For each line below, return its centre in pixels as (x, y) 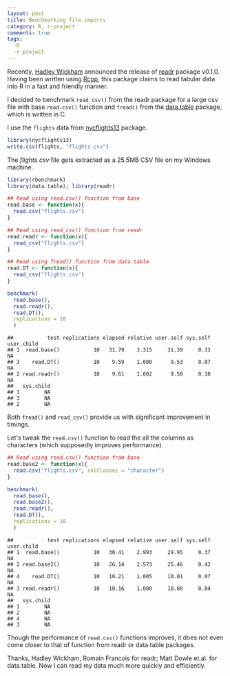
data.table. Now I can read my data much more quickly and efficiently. (106, 665)
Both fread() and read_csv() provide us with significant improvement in (109, 417)
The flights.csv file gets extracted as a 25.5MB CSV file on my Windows (109, 160)
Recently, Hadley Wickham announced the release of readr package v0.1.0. (114, 71)
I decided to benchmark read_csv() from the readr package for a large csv (113, 99)
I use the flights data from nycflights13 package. (77, 127)
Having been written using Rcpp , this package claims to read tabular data (111, 79)
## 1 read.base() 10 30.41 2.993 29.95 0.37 (109, 552)
